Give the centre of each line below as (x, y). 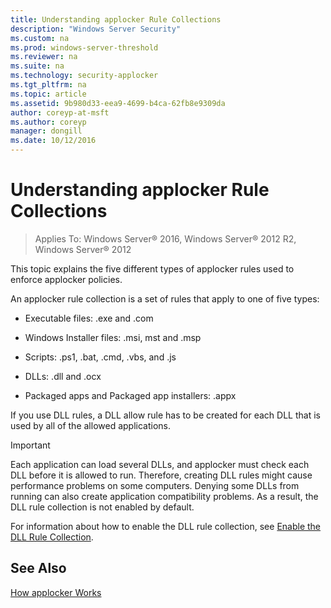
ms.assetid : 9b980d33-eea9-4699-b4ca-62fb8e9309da (118, 103)
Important (30, 445)
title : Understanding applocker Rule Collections (116, 19)
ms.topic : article (48, 94)
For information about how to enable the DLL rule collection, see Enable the (166, 526)
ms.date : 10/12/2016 (53, 141)
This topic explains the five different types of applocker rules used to (152, 268)
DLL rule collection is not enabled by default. (102, 507)
